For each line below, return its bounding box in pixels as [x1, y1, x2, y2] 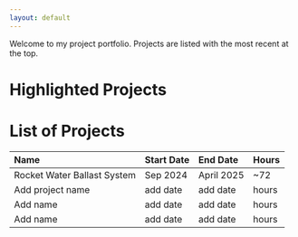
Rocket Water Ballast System [14, 168, 137, 181]
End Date [197, 153, 238, 166]
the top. [9, 47, 39, 59]
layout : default [9, 13, 71, 23]
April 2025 [197, 168, 245, 181]
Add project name [14, 183, 91, 195]
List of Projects [9, 121, 125, 141]
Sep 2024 [144, 168, 188, 181]
